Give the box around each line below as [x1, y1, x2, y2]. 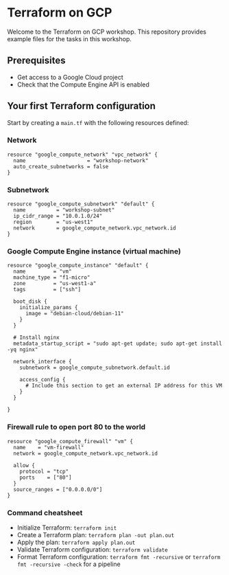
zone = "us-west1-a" [13, 280, 97, 287]
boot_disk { [13, 298, 48, 305]
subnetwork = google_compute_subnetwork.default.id [19, 364, 170, 372]
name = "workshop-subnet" [13, 207, 115, 214]
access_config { [19, 376, 67, 383]
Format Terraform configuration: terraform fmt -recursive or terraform [16, 553, 221, 561]
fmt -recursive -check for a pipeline [16, 560, 121, 568]
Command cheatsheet [7, 508, 83, 517]
